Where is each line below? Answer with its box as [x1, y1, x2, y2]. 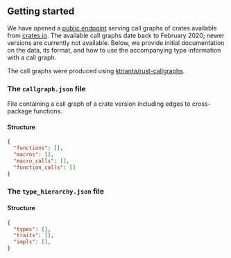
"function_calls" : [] [13, 164, 76, 171]
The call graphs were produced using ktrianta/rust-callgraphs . [7, 66, 185, 75]
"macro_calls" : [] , [13, 157, 70, 165]
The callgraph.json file [7, 84, 87, 93]
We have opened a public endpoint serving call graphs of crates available [7, 24, 217, 32]
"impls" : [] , [13, 239, 51, 246]
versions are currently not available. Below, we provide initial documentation [7, 38, 225, 47]
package [7, 107, 33, 116]
